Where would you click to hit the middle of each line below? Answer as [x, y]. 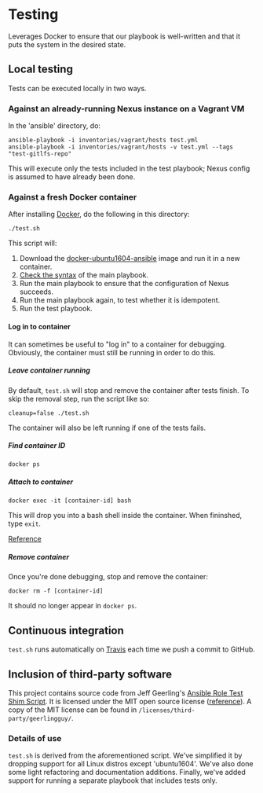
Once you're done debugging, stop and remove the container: [108, 577]
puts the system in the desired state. [67, 44]
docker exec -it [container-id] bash [70, 501]
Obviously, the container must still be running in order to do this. [112, 352]
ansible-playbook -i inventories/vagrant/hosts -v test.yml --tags [121, 147]
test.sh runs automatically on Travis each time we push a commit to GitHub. [131, 649]
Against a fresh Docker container [73, 196]
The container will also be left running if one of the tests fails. [107, 428]
